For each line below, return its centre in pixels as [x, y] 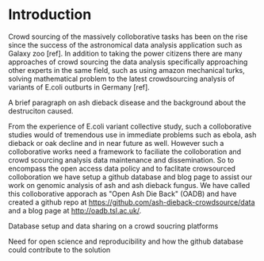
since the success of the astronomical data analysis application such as [125, 44]
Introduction [50, 15]
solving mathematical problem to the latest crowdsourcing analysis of [122, 79]
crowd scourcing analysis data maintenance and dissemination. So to [121, 159]
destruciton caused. [41, 111]
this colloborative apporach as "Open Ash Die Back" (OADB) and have [122, 194]
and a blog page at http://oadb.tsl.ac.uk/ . [75, 210]
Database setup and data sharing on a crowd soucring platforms [113, 226]
